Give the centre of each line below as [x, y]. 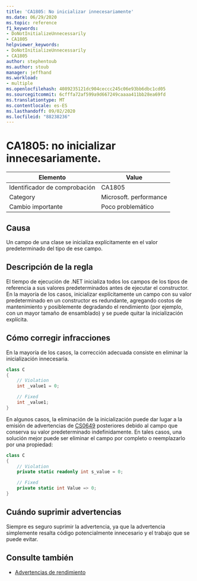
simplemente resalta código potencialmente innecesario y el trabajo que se [98, 533]
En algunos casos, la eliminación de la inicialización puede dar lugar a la [94, 419]
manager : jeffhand [29, 72]
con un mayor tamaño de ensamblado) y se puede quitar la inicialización [95, 313]
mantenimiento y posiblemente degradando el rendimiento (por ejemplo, [94, 307]
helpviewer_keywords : [33, 45]
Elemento [52, 178]
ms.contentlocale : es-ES [37, 105]
